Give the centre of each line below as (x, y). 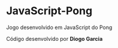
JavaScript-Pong (49, 11)
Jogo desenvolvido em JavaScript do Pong (59, 27)
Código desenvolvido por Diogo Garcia (55, 39)
